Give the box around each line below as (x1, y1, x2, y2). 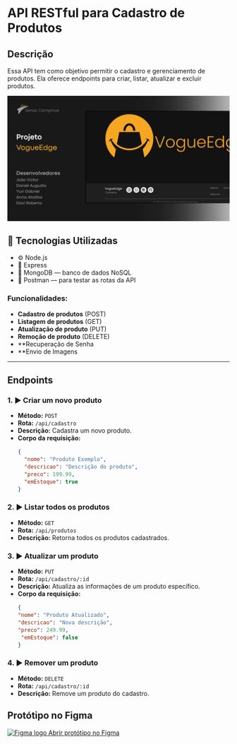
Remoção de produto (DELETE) (17, 332, 110, 340)
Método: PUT (17, 567, 55, 576)
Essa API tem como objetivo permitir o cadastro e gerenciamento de (7, 67, 206, 75)
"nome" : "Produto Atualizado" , (17, 612, 110, 619)
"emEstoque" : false (20, 634, 78, 641)
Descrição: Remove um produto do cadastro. (17, 689, 150, 697)
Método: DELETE (17, 674, 64, 683)
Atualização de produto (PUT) (17, 325, 107, 333)
